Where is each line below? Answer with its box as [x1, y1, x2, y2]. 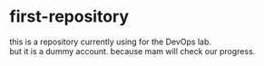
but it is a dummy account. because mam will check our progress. [9, 45, 256, 56]
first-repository [9, 6, 130, 27]
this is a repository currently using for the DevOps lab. [9, 36, 211, 47]
